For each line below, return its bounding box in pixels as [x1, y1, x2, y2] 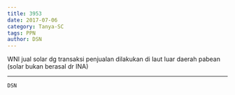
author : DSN [7, 36, 42, 43]
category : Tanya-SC [7, 23, 64, 30]
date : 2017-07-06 [7, 17, 58, 24]
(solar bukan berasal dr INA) [7, 62, 89, 71]
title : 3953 [7, 10, 42, 17]
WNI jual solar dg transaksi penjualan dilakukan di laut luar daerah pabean [7, 55, 221, 63]
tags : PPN [7, 29, 36, 37]
